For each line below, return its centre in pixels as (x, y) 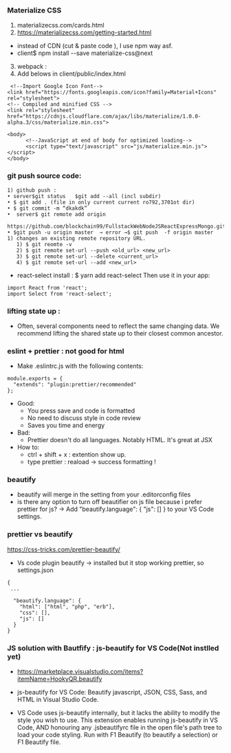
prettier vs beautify (40, 534)
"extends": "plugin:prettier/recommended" (75, 385)
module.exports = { (35, 379)
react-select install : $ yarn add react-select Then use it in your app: (113, 275)
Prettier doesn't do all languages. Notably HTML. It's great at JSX (120, 440)
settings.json (35, 570)
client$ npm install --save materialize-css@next (85, 53)
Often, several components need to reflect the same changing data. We (118, 326)
